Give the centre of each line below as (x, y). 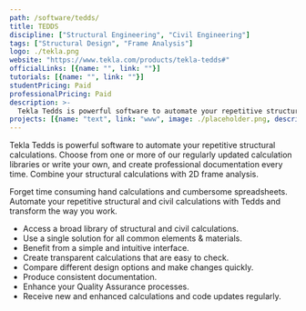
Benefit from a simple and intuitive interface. (106, 248)
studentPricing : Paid (51, 85)
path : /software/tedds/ (55, 18)
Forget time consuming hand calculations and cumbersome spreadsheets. (149, 192)
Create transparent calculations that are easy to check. (126, 258)
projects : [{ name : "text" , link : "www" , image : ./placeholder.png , (140, 119)
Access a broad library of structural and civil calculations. (131, 229)
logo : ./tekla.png (44, 52)
